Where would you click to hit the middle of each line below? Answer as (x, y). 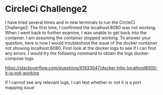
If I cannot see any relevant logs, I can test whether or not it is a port (73, 82)
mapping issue (20, 87)
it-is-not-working (22, 73)
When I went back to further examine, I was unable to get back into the (76, 32)
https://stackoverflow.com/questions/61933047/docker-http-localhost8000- (81, 68)
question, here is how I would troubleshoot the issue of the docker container (81, 43)
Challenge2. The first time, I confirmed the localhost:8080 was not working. (81, 27)
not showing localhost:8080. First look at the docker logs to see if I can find (81, 48)
